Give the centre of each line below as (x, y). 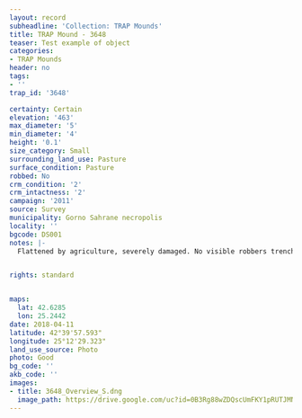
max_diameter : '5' (44, 126)
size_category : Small (50, 151)
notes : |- (28, 243)
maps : (19, 299)
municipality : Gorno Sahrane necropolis (86, 218)
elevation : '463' (42, 118)
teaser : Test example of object (70, 43)
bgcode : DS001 (36, 235)
